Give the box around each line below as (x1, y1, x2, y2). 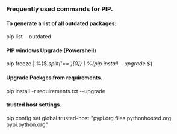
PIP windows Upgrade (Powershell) (6, 47, 96, 54)
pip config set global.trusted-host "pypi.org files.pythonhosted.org (6, 114, 172, 121)
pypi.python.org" (6, 121, 48, 128)
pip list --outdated (6, 33, 51, 40)
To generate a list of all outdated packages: (6, 20, 117, 27)
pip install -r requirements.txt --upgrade (6, 87, 105, 94)
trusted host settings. (6, 101, 62, 108)
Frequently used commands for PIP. (6, 5, 113, 13)
